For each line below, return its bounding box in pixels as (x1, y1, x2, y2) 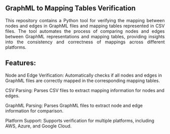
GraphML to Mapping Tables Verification (5, 4, 136, 13)
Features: (5, 59, 36, 68)
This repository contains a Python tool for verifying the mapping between (5, 17, 165, 23)
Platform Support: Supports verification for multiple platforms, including (5, 117, 154, 123)
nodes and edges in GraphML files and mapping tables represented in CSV (5, 23, 165, 29)
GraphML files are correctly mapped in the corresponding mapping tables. (5, 78, 160, 84)
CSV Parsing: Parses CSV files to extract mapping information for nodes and (5, 87, 164, 93)
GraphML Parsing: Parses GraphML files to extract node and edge (5, 102, 143, 108)
